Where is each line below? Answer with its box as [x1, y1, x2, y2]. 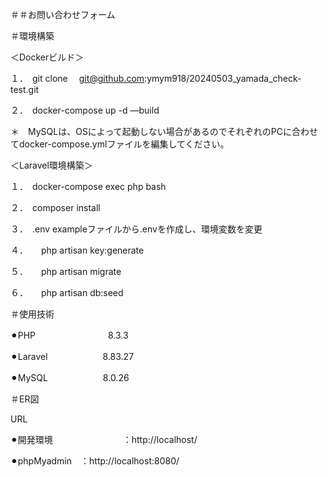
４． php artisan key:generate [10, 244, 145, 256]
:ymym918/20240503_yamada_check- [144, 73, 302, 84]
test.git [10, 84, 40, 95]
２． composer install [10, 202, 101, 213]
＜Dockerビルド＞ [10, 51, 85, 63]
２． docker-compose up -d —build [10, 104, 160, 116]
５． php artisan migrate [10, 266, 122, 277]
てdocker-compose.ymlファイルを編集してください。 [10, 138, 230, 150]
